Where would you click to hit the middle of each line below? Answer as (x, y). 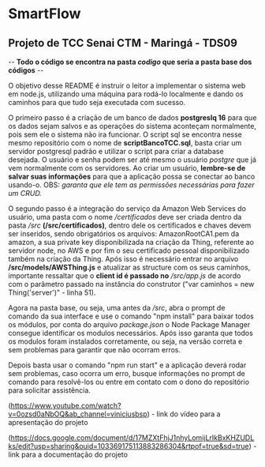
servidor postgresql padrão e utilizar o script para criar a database (116, 151)
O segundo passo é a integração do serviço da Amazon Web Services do (127, 209)
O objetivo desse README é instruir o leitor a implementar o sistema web (127, 85)
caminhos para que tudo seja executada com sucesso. (97, 102)
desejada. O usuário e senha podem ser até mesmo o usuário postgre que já (132, 160)
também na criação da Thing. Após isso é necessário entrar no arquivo (123, 259)
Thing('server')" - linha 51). (52, 292)
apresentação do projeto (48, 422)
